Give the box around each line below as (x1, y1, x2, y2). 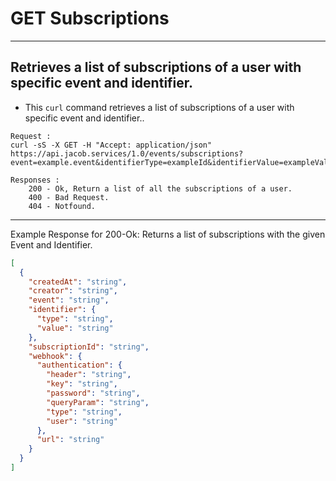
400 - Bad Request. (28, 192, 110, 202)
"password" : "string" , (46, 388, 141, 398)
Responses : (10, 175, 60, 185)
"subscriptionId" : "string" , (28, 342, 150, 352)
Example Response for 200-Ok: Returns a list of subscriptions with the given (10, 228, 326, 240)
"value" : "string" (36, 323, 114, 333)
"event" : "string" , (28, 295, 110, 306)
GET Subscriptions (10, 7, 170, 30)
